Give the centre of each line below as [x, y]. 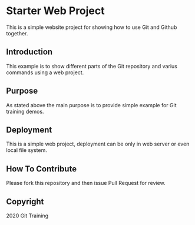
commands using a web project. [45, 72]
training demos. [25, 111]
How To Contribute [42, 169]
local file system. [27, 150]
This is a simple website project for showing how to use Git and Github [92, 27]
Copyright [25, 201]
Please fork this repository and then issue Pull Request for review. [86, 183]
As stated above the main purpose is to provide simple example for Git [91, 105]
